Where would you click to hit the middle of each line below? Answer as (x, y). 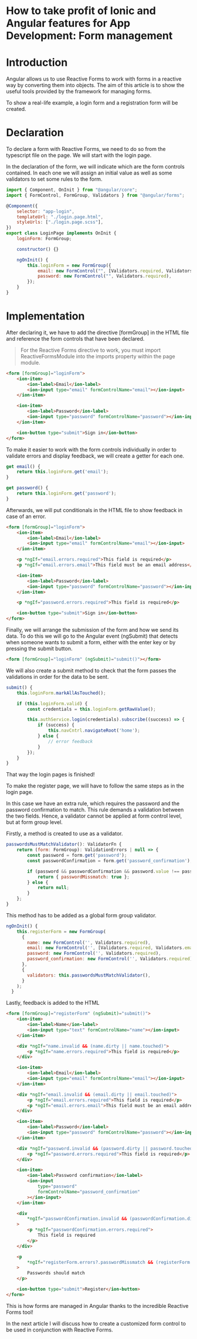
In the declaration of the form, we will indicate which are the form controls (95, 167)
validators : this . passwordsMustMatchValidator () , (89, 975)
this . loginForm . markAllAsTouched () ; (62, 693)
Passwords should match (56, 1273)
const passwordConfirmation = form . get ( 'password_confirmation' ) (109, 861)
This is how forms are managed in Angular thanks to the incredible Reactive (97, 1306)
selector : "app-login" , (46, 211)
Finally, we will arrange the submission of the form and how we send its (92, 630)
